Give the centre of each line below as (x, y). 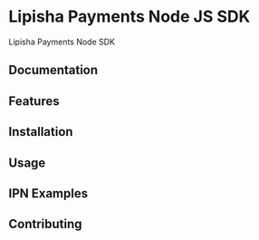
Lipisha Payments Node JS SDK (129, 17)
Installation (41, 132)
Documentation (53, 70)
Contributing (45, 224)
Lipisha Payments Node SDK (62, 42)
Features (34, 101)
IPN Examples (48, 193)
